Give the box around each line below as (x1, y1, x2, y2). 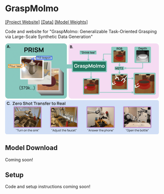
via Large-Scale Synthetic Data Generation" (5, 34, 93, 39)
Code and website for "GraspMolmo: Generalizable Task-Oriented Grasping (5, 28, 157, 34)
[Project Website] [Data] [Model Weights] (5, 19, 88, 25)
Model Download (5, 144, 58, 152)
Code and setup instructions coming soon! (5, 184, 91, 190)
